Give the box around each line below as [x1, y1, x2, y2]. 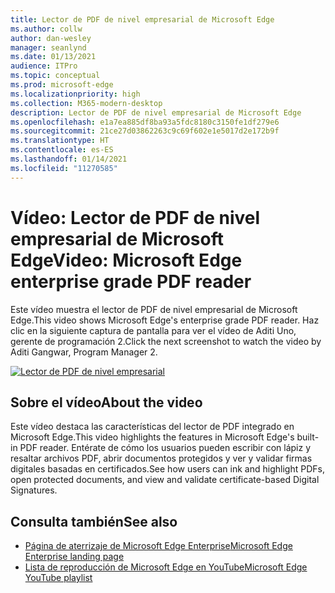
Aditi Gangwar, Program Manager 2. [10, 346, 158, 358]
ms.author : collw [10, 24, 83, 34]
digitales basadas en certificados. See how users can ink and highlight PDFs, [10, 463, 325, 475]
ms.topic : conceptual [10, 71, 101, 81]
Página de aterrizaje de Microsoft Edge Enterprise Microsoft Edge [24, 540, 293, 552]
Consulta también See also [10, 513, 178, 530]
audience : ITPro [10, 61, 78, 71]
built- [296, 431, 320, 443]
